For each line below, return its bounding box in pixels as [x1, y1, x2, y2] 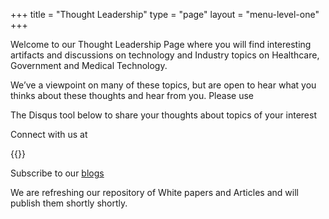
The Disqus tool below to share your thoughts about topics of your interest [10, 109, 317, 121]
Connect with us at [10, 129, 88, 140]
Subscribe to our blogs [10, 167, 105, 179]
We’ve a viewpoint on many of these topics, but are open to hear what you [10, 79, 317, 91]
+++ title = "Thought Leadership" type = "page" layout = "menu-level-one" [10, 9, 320, 20]
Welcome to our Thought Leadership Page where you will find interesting [10, 39, 312, 50]
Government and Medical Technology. [10, 60, 168, 71]
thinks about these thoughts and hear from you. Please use [10, 90, 254, 101]
